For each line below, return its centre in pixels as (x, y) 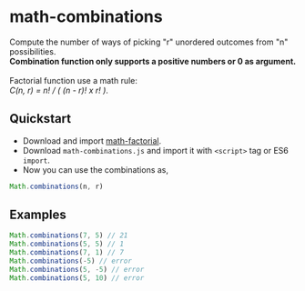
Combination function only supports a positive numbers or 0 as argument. (153, 61)
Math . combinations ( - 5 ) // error (71, 261)
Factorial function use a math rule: (74, 80)
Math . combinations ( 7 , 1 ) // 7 (67, 253)
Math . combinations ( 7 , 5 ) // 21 (69, 236)
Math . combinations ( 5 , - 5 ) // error (77, 269)
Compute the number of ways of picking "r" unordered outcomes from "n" (149, 42)
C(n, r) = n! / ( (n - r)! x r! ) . (59, 90)
